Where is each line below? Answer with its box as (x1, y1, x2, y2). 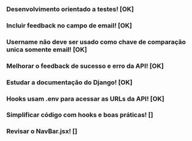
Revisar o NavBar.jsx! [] (6, 127, 78, 136)
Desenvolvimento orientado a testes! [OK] (6, 5, 135, 13)
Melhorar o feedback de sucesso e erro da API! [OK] (6, 62, 164, 70)
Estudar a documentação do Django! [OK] (6, 78, 133, 87)
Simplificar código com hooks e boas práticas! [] (6, 110, 153, 119)
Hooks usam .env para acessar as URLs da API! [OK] (6, 94, 165, 103)
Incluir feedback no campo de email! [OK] (6, 21, 133, 29)
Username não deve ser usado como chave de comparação (6, 37, 186, 46)
